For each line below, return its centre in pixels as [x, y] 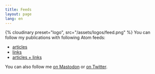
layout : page [18, 14]
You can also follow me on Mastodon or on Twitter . [56, 67]
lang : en [14, 18]
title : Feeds [18, 9]
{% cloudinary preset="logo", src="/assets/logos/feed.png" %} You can [78, 33]
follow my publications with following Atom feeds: [55, 37]
